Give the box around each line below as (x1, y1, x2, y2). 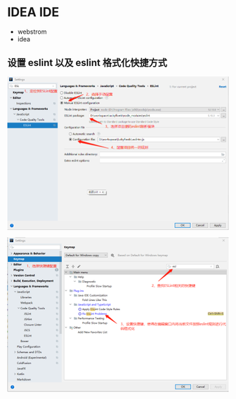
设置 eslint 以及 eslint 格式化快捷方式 (7, 57, 167, 69)
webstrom (17, 27, 47, 36)
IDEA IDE (7, 4, 60, 20)
